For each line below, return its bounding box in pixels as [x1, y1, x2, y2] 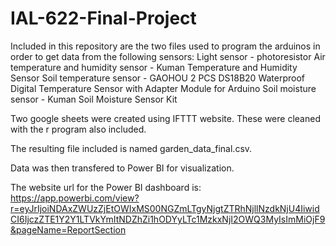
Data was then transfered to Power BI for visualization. [10, 162, 235, 174]
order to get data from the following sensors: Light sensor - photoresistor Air [10, 50, 326, 62]
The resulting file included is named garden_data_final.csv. [10, 142, 253, 154]
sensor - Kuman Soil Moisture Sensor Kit [10, 93, 178, 105]
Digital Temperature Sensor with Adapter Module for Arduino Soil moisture [10, 82, 317, 94]
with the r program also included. [10, 123, 147, 135]
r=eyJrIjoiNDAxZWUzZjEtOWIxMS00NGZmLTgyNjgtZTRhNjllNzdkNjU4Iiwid [10, 202, 320, 214]
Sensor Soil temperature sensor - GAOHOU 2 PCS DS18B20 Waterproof [10, 72, 306, 84]
